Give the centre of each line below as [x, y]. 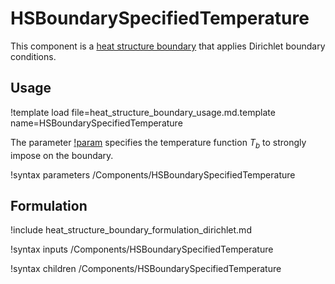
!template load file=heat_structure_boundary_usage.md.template [143, 112]
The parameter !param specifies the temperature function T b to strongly [158, 143]
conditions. [33, 56]
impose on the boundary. [62, 155]
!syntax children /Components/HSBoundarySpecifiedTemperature [146, 269]
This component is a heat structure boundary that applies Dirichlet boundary [168, 46]
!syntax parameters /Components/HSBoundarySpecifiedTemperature [153, 174]
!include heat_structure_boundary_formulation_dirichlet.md [131, 230]
